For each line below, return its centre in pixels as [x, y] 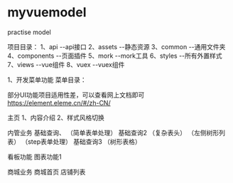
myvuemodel [47, 12]
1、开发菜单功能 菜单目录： [47, 80]
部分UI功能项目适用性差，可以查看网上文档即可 [76, 95]
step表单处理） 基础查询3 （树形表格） [85, 141]
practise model [29, 32]
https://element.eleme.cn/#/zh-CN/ [59, 103]
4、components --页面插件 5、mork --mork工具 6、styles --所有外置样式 [115, 56]
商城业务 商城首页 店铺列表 [47, 172]
